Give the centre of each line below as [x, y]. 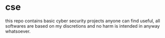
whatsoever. [18, 31]
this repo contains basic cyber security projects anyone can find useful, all [83, 21]
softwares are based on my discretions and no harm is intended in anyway [82, 26]
